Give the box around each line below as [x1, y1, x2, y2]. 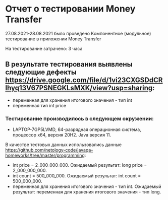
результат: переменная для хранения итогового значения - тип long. [12, 189, 161, 195]
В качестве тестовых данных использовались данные [5, 142, 122, 148]
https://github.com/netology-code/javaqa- [5, 147, 93, 153]
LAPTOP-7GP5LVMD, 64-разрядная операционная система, [12, 126, 141, 132]
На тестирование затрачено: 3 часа [5, 45, 83, 51]
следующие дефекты [5, 68, 77, 77]
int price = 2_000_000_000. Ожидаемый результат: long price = [12, 162, 147, 168]
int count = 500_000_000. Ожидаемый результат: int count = [12, 173, 141, 179]
